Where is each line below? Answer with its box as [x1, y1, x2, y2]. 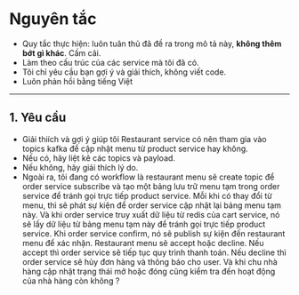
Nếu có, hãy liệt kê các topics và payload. [21, 152, 176, 163]
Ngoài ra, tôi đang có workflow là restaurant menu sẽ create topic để [21, 171, 275, 182]
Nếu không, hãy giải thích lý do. [21, 162, 139, 172]
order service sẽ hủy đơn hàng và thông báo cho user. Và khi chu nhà [21, 256, 278, 267]
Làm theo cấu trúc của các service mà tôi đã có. [21, 57, 199, 68]
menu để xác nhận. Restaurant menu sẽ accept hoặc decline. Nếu [21, 237, 264, 248]
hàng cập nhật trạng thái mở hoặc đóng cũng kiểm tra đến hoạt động [21, 266, 276, 276]
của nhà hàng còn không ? [21, 275, 120, 286]
